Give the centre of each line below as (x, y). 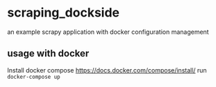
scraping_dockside (64, 13)
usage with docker (48, 54)
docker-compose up (34, 77)
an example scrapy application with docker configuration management (108, 32)
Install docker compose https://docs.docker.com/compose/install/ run (107, 70)
